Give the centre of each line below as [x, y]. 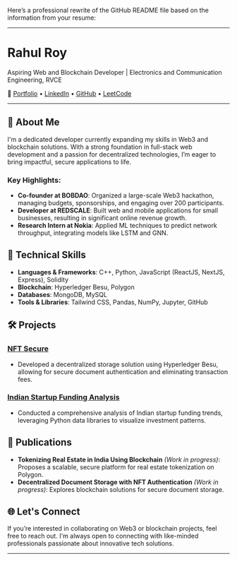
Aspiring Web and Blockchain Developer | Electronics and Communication [115, 72]
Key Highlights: [34, 180]
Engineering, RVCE [35, 80]
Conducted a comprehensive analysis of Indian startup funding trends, [120, 413]
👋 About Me [34, 122]
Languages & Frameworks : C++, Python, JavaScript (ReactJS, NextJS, [121, 272]
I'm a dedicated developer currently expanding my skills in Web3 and [108, 139]
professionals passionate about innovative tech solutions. [91, 543]
